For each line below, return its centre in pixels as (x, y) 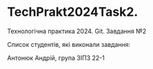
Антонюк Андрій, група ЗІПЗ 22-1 (56, 58)
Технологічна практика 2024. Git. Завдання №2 (77, 31)
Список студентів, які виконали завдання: (69, 44)
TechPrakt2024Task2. (73, 12)
